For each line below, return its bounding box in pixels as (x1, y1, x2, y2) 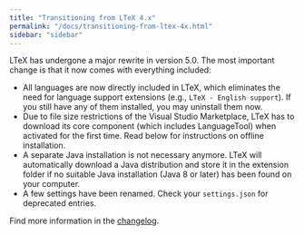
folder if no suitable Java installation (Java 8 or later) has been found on (22, 169, 292, 180)
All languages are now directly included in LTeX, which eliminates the (22, 83, 281, 93)
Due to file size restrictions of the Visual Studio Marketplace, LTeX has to (22, 111, 295, 122)
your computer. (22, 179, 80, 190)
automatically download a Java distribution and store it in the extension (22, 160, 289, 171)
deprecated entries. (22, 198, 97, 209)
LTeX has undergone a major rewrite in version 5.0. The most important (9, 55, 275, 66)
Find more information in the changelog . (9, 215, 160, 227)
